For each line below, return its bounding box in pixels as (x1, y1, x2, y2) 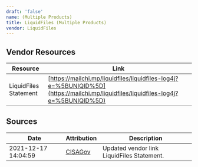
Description (128, 134, 163, 142)
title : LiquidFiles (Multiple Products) (6, 19, 107, 25)
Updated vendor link (102, 144, 159, 152)
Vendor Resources (6, 47, 76, 57)
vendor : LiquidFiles (6, 25, 57, 31)
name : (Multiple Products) (6, 14, 72, 20)
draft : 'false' (6, 8, 44, 15)
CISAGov (65, 148, 91, 156)
